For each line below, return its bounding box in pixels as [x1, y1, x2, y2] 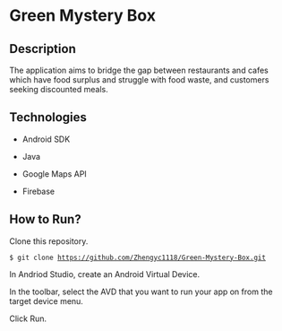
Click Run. [9, 313, 47, 324]
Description [9, 41, 76, 57]
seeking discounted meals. [9, 84, 109, 94]
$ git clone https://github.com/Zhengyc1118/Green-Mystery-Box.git [9, 253, 267, 262]
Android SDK [21, 134, 71, 144]
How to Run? [9, 212, 82, 227]
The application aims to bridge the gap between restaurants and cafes [9, 65, 269, 75]
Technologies [9, 109, 88, 126]
